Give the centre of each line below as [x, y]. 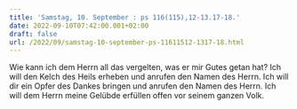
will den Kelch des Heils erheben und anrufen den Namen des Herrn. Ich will [149, 77]
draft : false [33, 34]
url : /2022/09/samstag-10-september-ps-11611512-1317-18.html [127, 42]
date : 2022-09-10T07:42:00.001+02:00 [79, 26]
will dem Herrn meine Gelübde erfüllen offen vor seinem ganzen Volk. [137, 96]
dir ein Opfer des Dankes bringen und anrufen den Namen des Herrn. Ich [143, 86]
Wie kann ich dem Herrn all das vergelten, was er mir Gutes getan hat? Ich [145, 67]
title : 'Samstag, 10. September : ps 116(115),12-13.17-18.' [125, 17]
